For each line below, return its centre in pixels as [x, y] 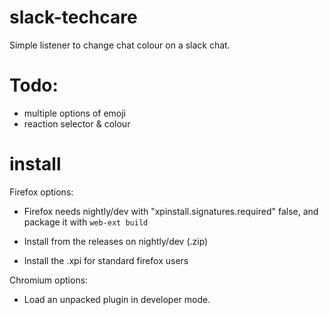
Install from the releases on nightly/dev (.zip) [116, 241]
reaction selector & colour [77, 123]
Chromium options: [49, 280]
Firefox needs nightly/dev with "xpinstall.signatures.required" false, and [171, 211]
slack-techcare [73, 17]
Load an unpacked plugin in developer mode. [117, 299]
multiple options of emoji [75, 113]
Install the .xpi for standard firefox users [106, 260]
